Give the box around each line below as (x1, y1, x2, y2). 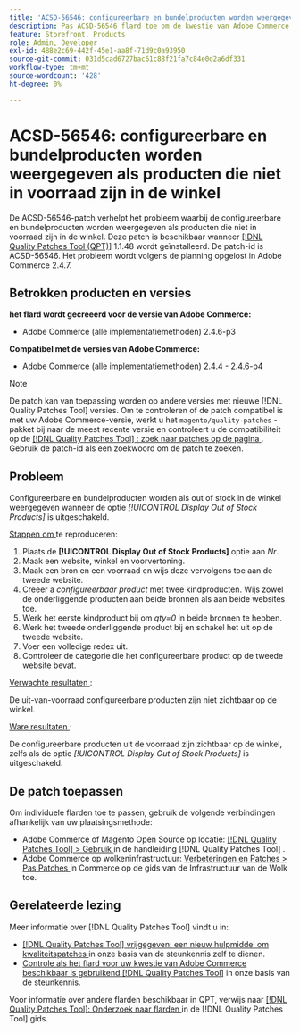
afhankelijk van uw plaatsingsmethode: (9, 817, 153, 827)
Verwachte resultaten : (9, 678, 93, 688)
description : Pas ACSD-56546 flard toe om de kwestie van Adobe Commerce (9, 21, 290, 30)
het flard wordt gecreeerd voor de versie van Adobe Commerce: (9, 309, 252, 320)
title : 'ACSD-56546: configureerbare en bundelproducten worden (9, 12, 254, 22)
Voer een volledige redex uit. (21, 641, 129, 652)
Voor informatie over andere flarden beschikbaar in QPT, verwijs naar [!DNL (9, 994, 287, 1004)
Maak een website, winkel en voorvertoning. (21, 555, 186, 567)
